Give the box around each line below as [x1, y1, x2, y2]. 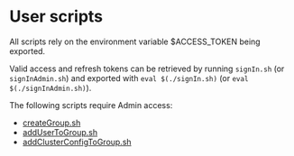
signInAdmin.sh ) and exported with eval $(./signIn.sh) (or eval [9, 72, 249, 83]
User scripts [9, 6, 104, 27]
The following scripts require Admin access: [9, 99, 173, 110]
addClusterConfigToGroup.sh [22, 136, 133, 147]
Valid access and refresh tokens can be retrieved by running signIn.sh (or [9, 63, 285, 74]
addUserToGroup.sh [22, 126, 98, 137]
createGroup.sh [22, 117, 81, 128]
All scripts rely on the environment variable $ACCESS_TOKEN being [9, 36, 261, 47]
